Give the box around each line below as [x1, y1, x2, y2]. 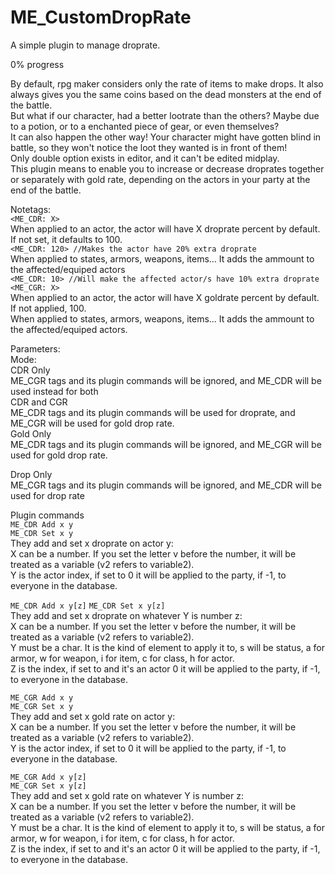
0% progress [10, 58, 65, 70]
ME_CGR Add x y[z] [10, 772, 87, 782]
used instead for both [10, 385, 99, 397]
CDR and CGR [10, 396, 68, 408]
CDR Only [10, 364, 51, 376]
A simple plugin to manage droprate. [10, 39, 161, 51]
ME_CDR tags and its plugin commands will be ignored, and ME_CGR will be [10, 438, 322, 450]
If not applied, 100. [10, 302, 87, 314]
